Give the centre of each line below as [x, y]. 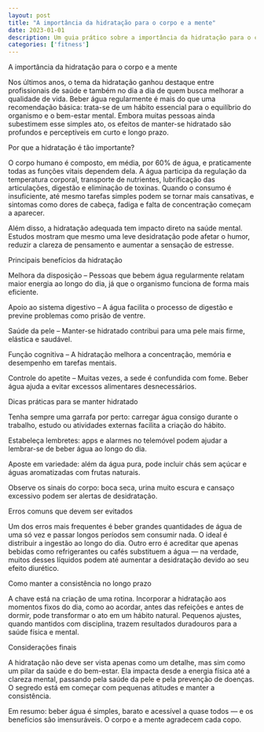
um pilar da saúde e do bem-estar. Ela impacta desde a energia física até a [129, 671]
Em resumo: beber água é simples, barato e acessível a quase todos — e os [131, 712]
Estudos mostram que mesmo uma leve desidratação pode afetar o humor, [129, 237]
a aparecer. [27, 213]
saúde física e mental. [44, 632]
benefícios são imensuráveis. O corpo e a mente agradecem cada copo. [125, 719]
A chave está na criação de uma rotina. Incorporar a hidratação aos [117, 599]
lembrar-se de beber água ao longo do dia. [77, 449]
